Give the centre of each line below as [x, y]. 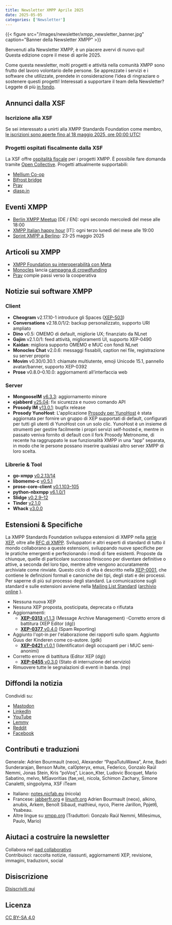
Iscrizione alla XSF [29, 118]
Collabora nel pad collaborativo [39, 849]
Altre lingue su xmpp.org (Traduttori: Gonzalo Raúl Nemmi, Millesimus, [87, 815]
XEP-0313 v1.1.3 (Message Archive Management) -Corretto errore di [93, 618]
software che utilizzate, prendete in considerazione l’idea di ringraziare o [82, 76]
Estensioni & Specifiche [44, 524]
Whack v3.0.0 [28, 509]
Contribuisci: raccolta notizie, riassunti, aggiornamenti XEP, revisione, [79, 855]
